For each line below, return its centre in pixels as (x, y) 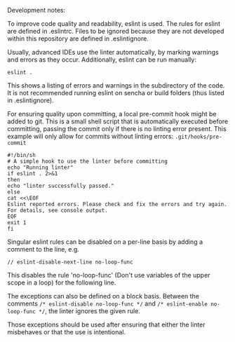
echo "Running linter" (40, 167)
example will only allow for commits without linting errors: (90, 136)
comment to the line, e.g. (43, 249)
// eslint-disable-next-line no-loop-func (70, 262)
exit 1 (17, 223)
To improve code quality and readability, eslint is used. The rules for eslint (114, 23)
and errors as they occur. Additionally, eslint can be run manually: (102, 60)
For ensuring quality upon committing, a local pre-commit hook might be (112, 114)
